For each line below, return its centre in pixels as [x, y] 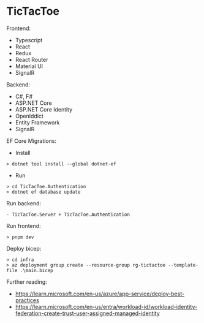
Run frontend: [24, 226]
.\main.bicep [36, 270]
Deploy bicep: [24, 248]
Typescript [29, 40]
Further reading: [27, 282]
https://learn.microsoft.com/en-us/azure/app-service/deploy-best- [100, 294]
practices [27, 300]
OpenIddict [29, 116]
